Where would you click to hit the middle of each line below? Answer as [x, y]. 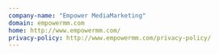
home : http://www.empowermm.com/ [65, 30]
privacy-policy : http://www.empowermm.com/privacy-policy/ [110, 38]
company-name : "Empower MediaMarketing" [78, 15]
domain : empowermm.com [46, 23]
